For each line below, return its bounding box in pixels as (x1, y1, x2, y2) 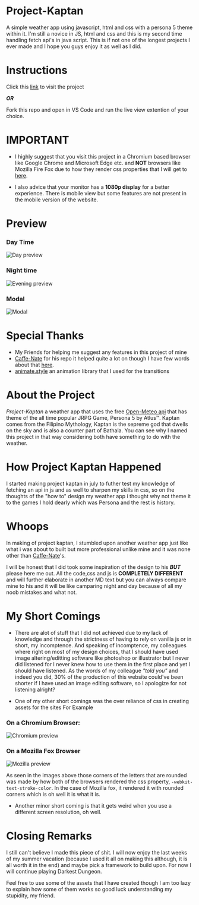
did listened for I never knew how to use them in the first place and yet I (14, 660, 190, 667)
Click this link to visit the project (6, 83, 84, 90)
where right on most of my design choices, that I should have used (14, 648, 178, 655)
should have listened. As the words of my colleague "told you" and (14, 667, 178, 674)
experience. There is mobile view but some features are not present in (14, 189, 187, 197)
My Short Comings (6, 609, 101, 623)
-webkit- (171, 779, 193, 785)
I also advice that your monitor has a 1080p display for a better (14, 183, 170, 191)
